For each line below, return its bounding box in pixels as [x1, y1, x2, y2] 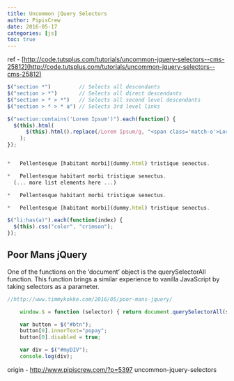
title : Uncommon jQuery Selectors [7, 10, 108, 17]
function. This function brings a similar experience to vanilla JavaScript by [7, 274, 220, 283]
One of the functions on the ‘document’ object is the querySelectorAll [7, 267, 206, 276]
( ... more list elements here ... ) [13, 179, 117, 186]
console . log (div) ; [19, 353, 73, 360]
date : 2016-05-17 [7, 23, 58, 30]
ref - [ [7, 55, 24, 63]
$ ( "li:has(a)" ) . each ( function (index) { [7, 217, 123, 224]
